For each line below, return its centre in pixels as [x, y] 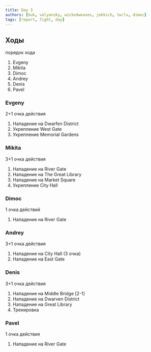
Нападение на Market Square [44, 180]
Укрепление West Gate [37, 129]
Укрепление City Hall [35, 185]
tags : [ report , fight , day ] [35, 19]
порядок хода [20, 53]
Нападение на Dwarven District [46, 299]
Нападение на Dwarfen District [46, 124]
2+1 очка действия [25, 114]
